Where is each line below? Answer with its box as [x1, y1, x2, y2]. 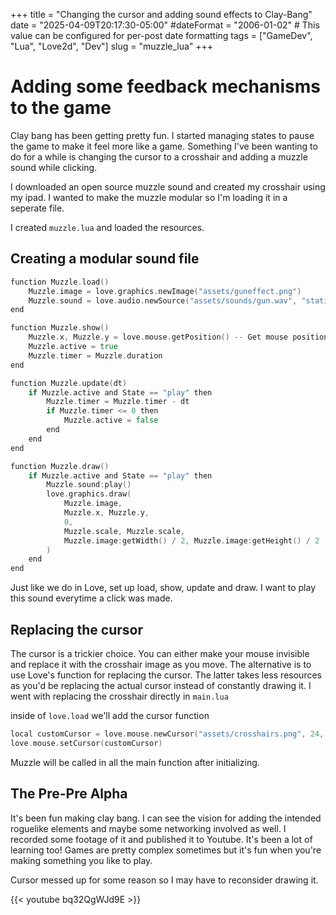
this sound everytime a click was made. [10, 592, 173, 604]
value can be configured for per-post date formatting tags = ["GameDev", [10, 30, 313, 41]
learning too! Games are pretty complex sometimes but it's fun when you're [10, 844, 322, 856]
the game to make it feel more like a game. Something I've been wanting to [10, 140, 318, 152]
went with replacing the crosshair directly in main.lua [10, 690, 229, 702]
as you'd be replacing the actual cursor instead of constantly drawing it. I [10, 679, 312, 691]
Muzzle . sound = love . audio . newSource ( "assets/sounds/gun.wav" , [28, 295, 298, 306]
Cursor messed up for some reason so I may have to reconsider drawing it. [10, 874, 319, 886]
